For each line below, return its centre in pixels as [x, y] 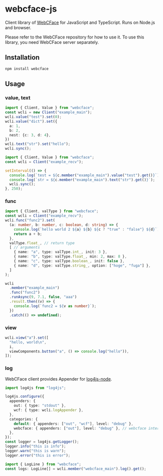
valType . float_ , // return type [42, 243]
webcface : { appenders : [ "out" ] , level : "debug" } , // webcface [80, 428]
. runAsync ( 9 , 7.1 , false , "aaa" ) [43, 297]
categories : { [24, 419]
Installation [22, 58]
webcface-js [31, 9]
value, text [18, 97]
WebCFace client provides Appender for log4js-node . [59, 379]
